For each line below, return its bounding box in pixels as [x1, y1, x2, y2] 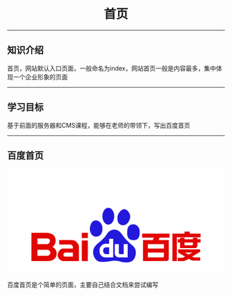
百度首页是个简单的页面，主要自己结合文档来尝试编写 [7, 280, 159, 289]
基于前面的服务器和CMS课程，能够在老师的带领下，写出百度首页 [7, 121, 191, 129]
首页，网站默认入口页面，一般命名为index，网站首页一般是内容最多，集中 [7, 64, 216, 73]
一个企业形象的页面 [12, 73, 68, 81]
